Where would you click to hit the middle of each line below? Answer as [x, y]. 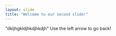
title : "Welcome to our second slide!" [47, 14]
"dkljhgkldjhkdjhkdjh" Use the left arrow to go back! [58, 28]
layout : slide [20, 10]
